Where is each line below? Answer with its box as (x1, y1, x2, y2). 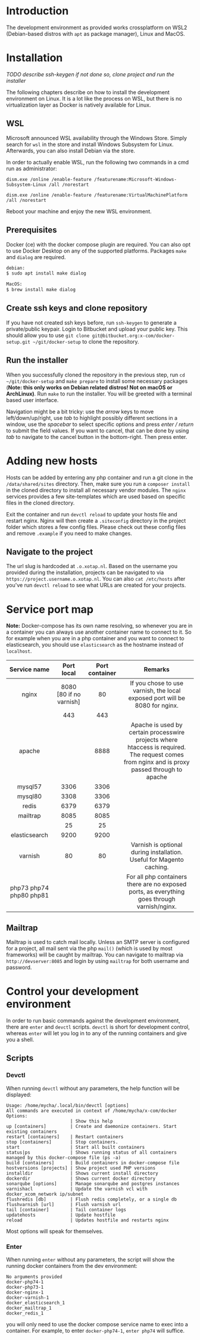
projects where (136, 736, 178, 744)
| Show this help (70, 1118, 113, 1124)
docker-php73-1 (6, 1285, 44, 1291)
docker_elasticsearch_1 (6, 1300, 65, 1306)
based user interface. (6, 396, 59, 403)
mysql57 (17, 783, 42, 791)
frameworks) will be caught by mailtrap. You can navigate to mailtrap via (6, 951, 183, 958)
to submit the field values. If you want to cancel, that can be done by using (6, 427, 189, 434)
